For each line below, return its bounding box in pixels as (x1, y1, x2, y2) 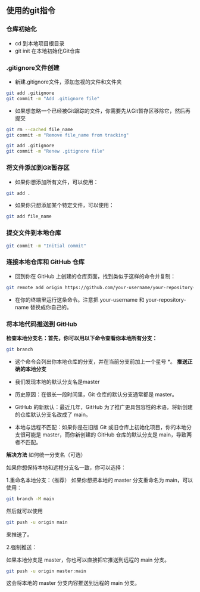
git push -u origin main (6, 519, 68, 525)
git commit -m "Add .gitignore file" (6, 95, 100, 101)
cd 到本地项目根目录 (14, 39, 65, 47)
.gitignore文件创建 (6, 63, 60, 72)
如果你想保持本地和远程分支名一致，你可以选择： (6, 464, 126, 471)
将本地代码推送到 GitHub (6, 320, 77, 328)
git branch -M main (6, 495, 55, 502)
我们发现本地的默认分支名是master (14, 378, 100, 385)
